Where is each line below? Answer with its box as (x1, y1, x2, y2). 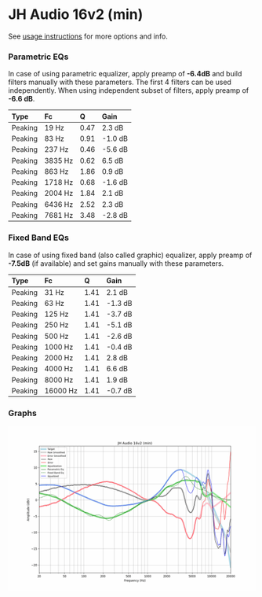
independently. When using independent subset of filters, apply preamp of (8, 86, 249, 95)
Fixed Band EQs (8, 232, 69, 243)
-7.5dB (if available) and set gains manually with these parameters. (8, 258, 224, 268)
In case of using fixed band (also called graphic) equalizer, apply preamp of (8, 250, 253, 260)
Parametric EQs (8, 51, 69, 62)
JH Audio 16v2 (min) (8, 6, 144, 24)
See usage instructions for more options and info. (8, 31, 169, 41)
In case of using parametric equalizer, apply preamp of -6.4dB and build (8, 69, 242, 79)
